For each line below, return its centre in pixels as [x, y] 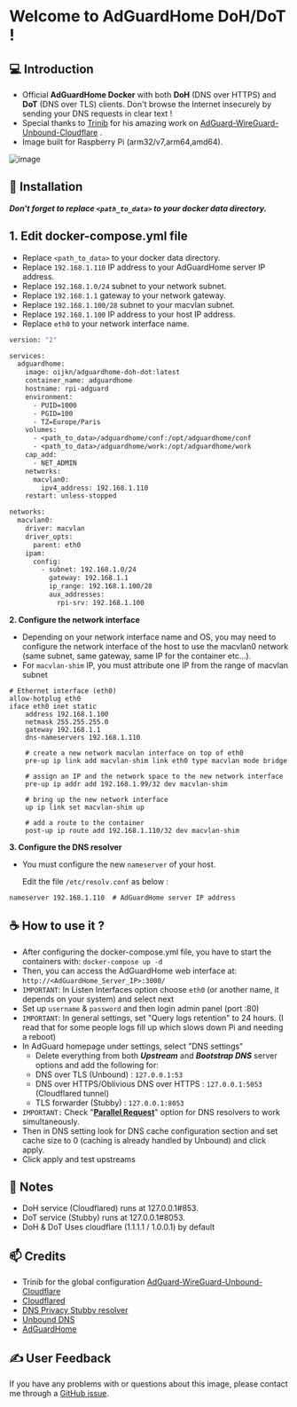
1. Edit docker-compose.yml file [98, 236]
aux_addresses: [76, 594]
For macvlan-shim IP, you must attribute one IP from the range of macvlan [155, 665]
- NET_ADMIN [55, 463]
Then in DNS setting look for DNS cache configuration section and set [150, 1131]
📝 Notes [31, 1187]
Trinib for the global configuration [83, 1282]
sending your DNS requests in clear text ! [97, 114]
